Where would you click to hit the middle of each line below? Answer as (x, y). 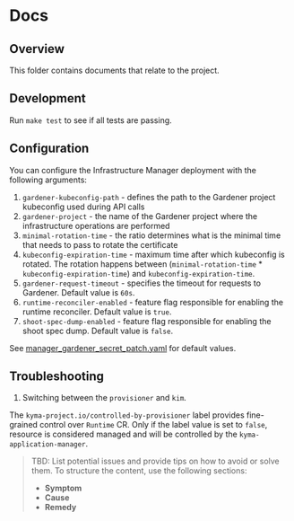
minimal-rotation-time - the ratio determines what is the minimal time (151, 235)
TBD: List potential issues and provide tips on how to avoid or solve (155, 461)
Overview (37, 49)
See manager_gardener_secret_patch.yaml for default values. (123, 348)
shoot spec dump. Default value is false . (97, 331)
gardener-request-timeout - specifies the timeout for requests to (142, 283)
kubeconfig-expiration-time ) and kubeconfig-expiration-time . (138, 273)
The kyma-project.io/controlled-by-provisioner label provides (127, 415)
